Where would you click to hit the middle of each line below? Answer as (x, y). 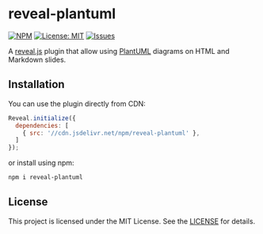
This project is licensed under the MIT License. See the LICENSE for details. (132, 221)
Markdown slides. (37, 59)
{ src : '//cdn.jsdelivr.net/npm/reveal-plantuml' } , (111, 133)
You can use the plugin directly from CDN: (77, 103)
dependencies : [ (42, 125)
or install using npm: (41, 163)
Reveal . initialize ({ (42, 118)
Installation (36, 84)
